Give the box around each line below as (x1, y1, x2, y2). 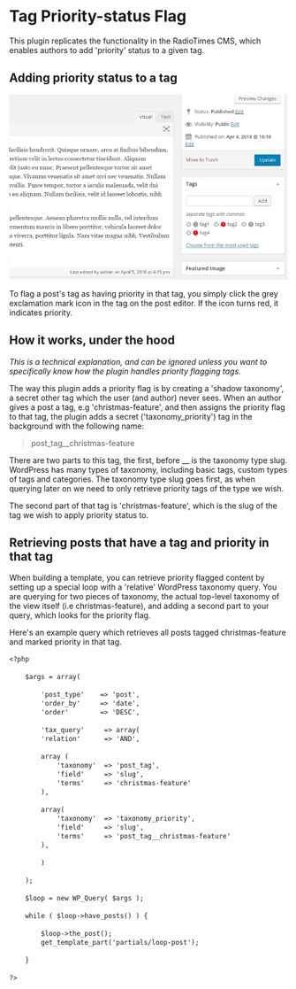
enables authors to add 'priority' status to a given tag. (9, 44, 205, 55)
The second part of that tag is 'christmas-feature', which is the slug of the (9, 500, 278, 511)
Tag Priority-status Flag (9, 6, 187, 27)
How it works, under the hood (9, 333, 175, 348)
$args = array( (25, 673, 81, 682)
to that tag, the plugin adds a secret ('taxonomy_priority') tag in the (9, 411, 253, 421)
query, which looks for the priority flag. (9, 610, 151, 621)
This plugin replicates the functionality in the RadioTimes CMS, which (9, 35, 262, 46)
